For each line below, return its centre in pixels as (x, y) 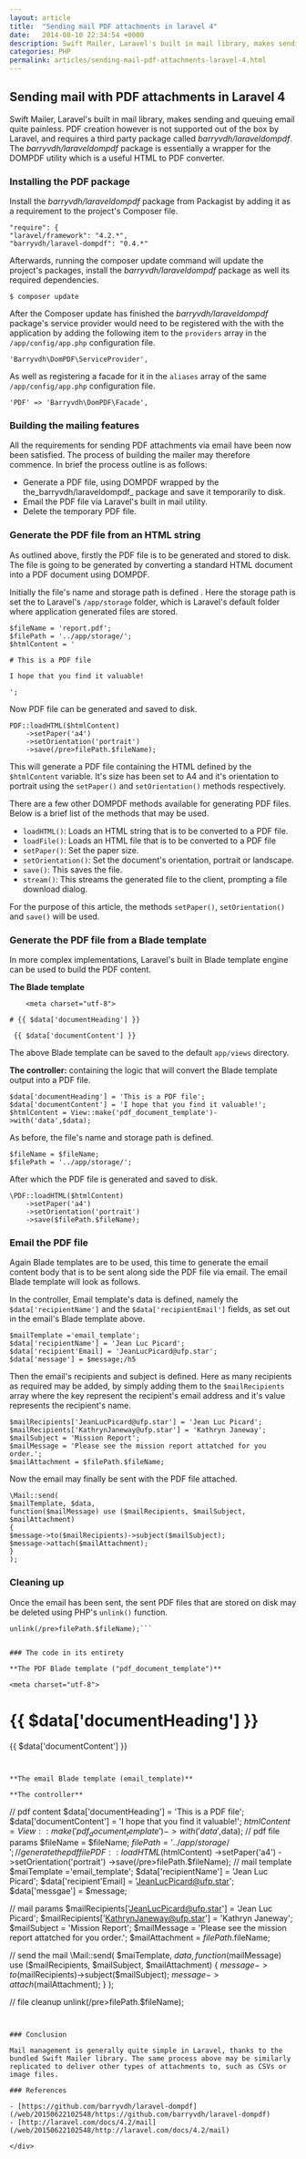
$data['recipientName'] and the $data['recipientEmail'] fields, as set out (150, 1309)
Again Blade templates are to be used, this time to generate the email (139, 1263)
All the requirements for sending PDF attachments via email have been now (151, 445)
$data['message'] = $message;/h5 (73, 1359)
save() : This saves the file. (72, 869)
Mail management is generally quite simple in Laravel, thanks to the (146, 2051)
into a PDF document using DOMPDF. (80, 574)
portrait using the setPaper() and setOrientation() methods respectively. (148, 786)
